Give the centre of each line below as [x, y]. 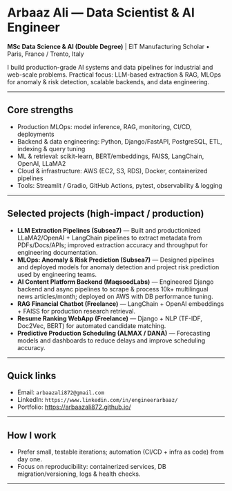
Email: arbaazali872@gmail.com [61, 392]
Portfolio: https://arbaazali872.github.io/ [74, 407]
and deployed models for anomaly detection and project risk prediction [118, 267]
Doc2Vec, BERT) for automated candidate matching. [91, 325]
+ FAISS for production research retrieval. [76, 311]
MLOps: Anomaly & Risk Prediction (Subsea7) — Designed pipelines [116, 260]
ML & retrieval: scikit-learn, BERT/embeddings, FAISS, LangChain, [110, 156]
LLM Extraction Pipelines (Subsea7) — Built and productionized [109, 230]
